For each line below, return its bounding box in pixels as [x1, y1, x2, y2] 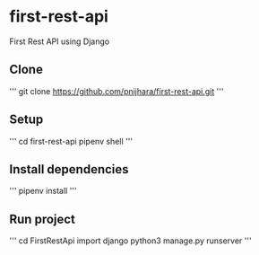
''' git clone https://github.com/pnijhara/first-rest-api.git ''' [9, 85, 224, 96]
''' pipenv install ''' [9, 186, 77, 197]
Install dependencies [9, 162, 129, 177]
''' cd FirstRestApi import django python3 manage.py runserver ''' [9, 235, 253, 246]
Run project [9, 211, 76, 226]
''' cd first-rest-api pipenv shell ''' [9, 136, 133, 146]
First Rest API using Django [9, 36, 110, 47]
